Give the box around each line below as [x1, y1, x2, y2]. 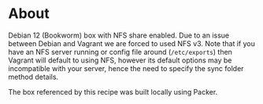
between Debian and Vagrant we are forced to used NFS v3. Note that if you [8, 38, 256, 48]
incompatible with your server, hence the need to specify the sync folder [8, 63, 244, 73]
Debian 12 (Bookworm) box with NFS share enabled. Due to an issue [8, 30, 230, 40]
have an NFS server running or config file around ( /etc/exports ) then [8, 47, 232, 56]
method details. [8, 72, 59, 81]
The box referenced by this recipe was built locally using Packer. [8, 87, 218, 96]
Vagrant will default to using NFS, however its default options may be [8, 56, 232, 65]
